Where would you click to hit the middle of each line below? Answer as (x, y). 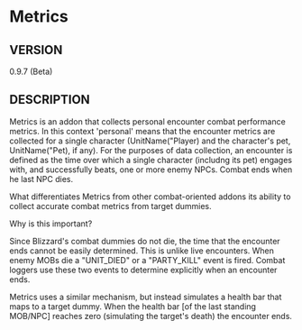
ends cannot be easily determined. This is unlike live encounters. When (142, 251)
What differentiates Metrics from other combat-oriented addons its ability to (150, 197)
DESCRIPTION (50, 100)
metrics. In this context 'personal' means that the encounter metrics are (142, 131)
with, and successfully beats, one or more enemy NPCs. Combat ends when (151, 170)
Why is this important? (51, 224)
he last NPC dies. (41, 179)
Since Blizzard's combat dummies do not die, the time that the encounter (145, 241)
